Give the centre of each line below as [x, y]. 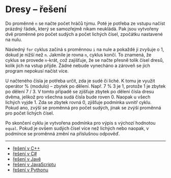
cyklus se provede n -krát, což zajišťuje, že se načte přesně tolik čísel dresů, [84, 60]
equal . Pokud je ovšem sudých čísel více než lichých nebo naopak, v [77, 128]
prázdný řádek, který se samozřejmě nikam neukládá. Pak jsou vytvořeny [82, 28]
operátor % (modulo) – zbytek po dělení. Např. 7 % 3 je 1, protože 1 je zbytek [85, 86]
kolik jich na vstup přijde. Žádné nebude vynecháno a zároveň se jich [78, 65]
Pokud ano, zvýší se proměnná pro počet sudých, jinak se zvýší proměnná [83, 108]
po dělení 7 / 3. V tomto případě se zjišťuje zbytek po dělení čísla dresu [80, 91]
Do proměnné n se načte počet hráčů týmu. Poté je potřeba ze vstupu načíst [85, 23]
